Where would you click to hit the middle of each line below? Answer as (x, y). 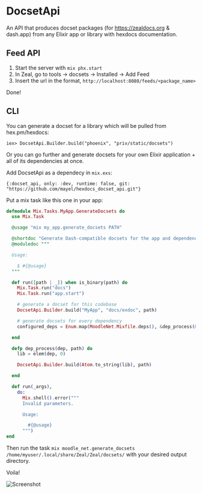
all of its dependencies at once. (45, 161)
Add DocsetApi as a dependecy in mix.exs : (59, 173)
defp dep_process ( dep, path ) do (52, 348)
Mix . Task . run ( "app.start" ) (51, 294)
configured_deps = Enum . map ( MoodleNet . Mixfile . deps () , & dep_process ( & (107, 326)
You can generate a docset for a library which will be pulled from (86, 126)
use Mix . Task (28, 217)
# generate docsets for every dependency (69, 321)
